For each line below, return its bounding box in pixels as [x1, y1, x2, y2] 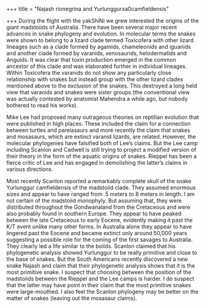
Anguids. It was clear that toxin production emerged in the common [6, 56, 176, 63]
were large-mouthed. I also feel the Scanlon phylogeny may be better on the [6, 288, 199, 295]
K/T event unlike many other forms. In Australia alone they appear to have [6, 223, 192, 230]
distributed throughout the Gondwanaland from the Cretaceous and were [6, 203, 191, 211]
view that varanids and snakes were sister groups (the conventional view [6, 89, 190, 96]
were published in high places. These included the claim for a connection [6, 120, 191, 127]
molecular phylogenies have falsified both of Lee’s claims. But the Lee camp [6, 140, 198, 146]
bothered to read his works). [6, 102, 78, 109]
